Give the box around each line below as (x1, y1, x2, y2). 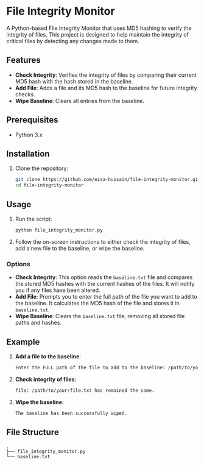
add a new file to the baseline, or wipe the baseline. (15, 244, 145, 252)
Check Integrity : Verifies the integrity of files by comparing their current (15, 71, 197, 79)
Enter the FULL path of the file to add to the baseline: (15, 364, 166, 371)
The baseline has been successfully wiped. (15, 410, 128, 416)
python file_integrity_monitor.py (15, 227, 103, 233)
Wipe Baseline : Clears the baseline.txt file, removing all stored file (15, 313, 185, 320)
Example (6, 336, 40, 347)
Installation (6, 148, 50, 159)
